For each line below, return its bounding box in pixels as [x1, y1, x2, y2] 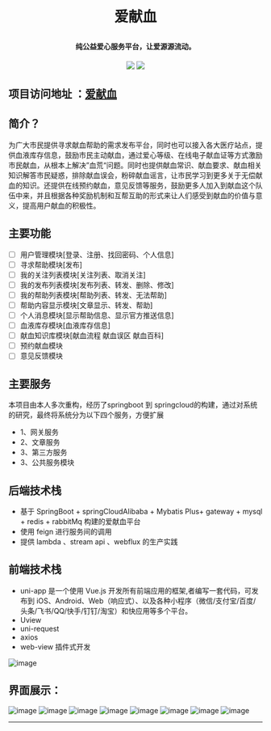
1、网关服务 [19, 427, 59, 437]
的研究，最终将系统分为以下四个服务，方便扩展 [8, 410, 164, 420]
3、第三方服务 [19, 447, 68, 458]
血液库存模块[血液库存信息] [19, 321, 110, 331]
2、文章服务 [19, 437, 60, 447]
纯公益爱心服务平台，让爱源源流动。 [75, 42, 196, 51]
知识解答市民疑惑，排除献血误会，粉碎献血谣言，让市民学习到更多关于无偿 [8, 170, 256, 180]
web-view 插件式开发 [19, 641, 91, 652]
